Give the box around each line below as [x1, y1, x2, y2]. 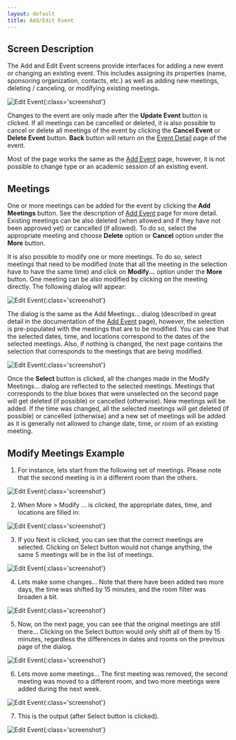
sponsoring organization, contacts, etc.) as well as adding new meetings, [7, 77, 220, 85]
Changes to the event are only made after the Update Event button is [7, 111, 208, 120]
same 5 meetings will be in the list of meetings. [17, 550, 154, 558]
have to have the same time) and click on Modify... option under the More [7, 268, 223, 276]
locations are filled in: [17, 508, 80, 516]
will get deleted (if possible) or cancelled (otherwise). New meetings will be [7, 397, 226, 406]
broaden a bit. [17, 592, 58, 601]
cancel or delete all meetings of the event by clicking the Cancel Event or [7, 126, 221, 134]
